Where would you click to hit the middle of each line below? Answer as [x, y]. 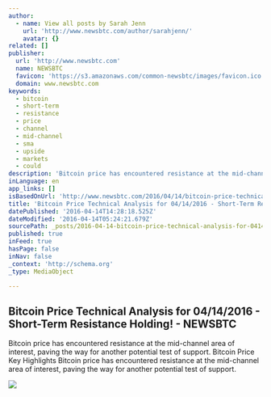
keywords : [25, 91]
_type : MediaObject [41, 272]
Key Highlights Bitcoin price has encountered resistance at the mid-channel [134, 361]
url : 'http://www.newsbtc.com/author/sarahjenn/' [108, 31]
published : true [35, 234]
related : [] [28, 46]
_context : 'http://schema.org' [61, 264]
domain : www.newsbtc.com [57, 83]
